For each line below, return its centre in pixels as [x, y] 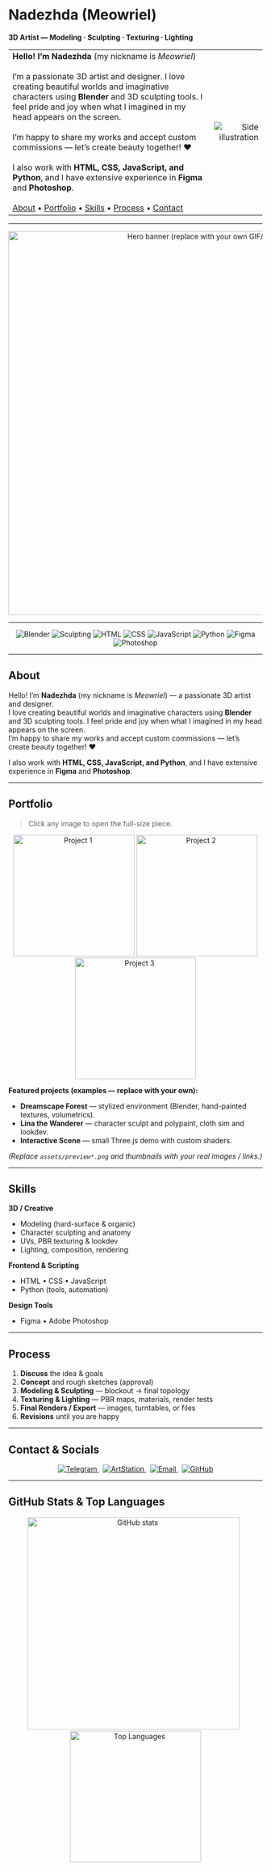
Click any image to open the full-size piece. [100, 823]
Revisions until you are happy [69, 1417]
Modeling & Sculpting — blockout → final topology [105, 1391]
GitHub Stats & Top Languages [87, 1502]
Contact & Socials [54, 1449]
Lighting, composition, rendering [74, 1250]
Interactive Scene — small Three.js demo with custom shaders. [126, 1140]
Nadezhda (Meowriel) [83, 15]
